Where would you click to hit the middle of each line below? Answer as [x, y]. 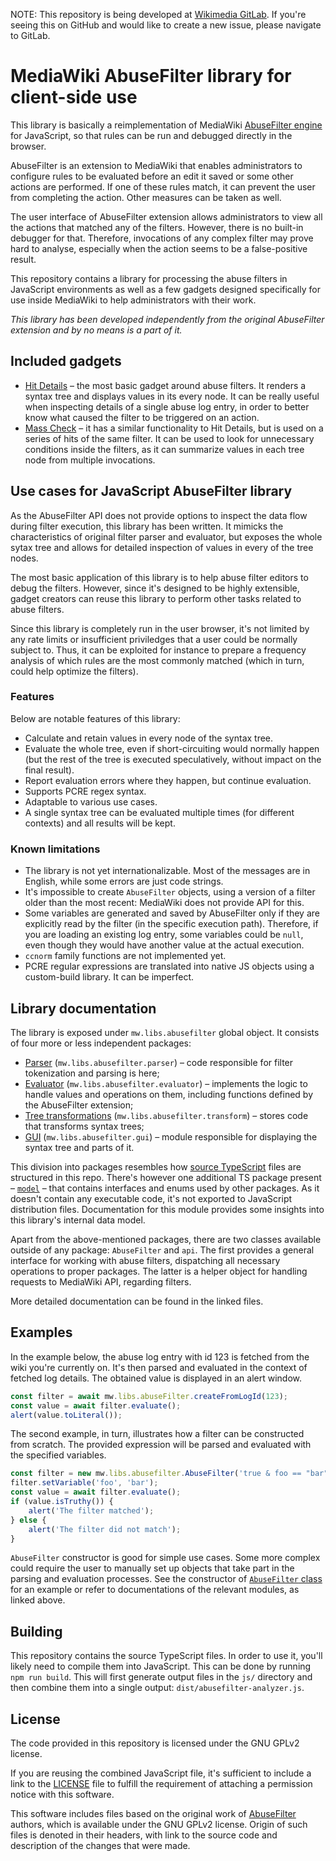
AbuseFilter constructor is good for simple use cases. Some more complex [165, 1558]
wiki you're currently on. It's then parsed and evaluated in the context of [159, 1367]
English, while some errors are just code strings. [124, 881]
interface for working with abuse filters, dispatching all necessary [145, 1260]
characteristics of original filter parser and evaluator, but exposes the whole [166, 536]
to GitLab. [30, 35]
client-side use [74, 97]
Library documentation [83, 1008]
